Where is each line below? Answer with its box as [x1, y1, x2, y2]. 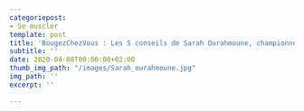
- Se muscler [9, 22, 59, 31]
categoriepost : [9, 13, 67, 23]
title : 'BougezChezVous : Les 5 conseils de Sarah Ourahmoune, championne [9, 38, 298, 48]
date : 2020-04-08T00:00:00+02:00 [9, 55, 136, 64]
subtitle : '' [9, 47, 59, 56]
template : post [9, 30, 67, 39]
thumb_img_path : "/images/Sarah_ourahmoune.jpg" [9, 64, 196, 73]
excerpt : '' [9, 80, 54, 89]
